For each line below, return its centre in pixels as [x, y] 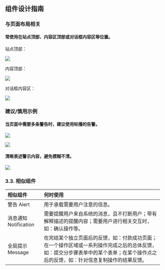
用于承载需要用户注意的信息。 [78, 205]
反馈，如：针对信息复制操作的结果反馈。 [100, 260]
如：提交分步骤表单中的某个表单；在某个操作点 [98, 253]
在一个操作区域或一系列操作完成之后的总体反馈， [100, 245]
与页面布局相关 [23, 24]
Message [18, 252]
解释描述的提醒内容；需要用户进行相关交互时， [98, 221]
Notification [21, 225]
